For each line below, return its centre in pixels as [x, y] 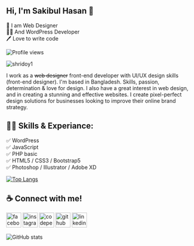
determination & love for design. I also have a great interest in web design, [97, 88]
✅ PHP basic [22, 153]
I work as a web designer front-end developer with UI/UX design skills [93, 75]
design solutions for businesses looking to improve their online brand [91, 101]
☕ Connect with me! [44, 199]
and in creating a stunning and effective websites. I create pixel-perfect [94, 94]
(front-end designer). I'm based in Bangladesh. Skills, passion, [83, 82]
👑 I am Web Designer [32, 25]
